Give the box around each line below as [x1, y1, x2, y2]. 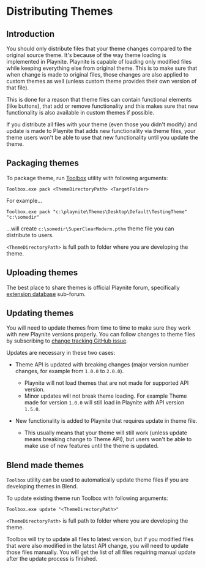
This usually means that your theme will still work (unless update [24, 429, 188, 436]
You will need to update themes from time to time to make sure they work [6, 324, 191, 331]
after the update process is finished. [6, 555, 98, 562]
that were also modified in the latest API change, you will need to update [6, 542, 188, 550]
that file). [6, 84, 29, 91]
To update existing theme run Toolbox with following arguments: [6, 494, 168, 502]
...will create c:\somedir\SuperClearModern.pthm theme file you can [6, 225, 174, 232]
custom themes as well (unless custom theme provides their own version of [6, 78, 197, 85]
